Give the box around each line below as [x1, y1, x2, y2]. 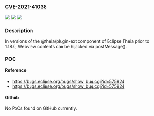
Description [5, 27, 33, 34]
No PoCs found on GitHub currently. [5, 105, 77, 111]
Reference [5, 67, 27, 73]
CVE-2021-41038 [5, 3, 47, 10]
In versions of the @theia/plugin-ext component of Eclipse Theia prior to [5, 38, 150, 44]
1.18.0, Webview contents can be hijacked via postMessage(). [5, 43, 127, 49]
